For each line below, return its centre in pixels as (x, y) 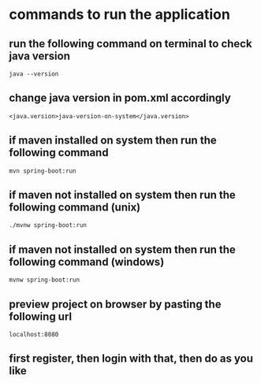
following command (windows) (87, 262)
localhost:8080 (34, 335)
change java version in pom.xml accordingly (120, 98)
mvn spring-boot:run (43, 171)
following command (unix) (75, 208)
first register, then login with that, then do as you (131, 359)
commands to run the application (120, 15)
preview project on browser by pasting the (115, 304)
